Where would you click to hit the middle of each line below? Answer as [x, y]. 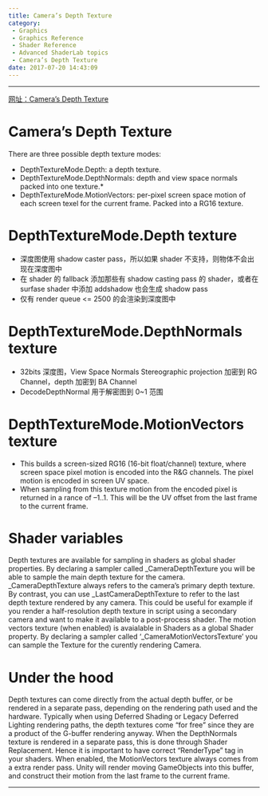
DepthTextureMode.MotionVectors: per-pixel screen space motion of [133, 195]
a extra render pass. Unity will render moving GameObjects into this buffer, [131, 767]
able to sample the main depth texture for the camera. [97, 577]
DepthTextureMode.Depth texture [123, 235]
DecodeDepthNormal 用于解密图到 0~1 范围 [91, 392]
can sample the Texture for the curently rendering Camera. [105, 645]
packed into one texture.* [61, 186]
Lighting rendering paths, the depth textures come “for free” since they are [131, 725]
